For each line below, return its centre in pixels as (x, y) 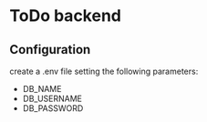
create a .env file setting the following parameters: (104, 71)
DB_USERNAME (52, 98)
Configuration (50, 50)
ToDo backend (65, 16)
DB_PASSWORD (53, 108)
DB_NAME (42, 89)
